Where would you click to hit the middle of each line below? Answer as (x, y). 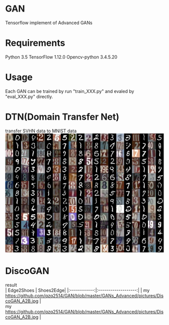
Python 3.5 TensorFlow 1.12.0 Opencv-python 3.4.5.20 (61, 57)
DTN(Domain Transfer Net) (62, 117)
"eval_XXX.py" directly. (29, 97)
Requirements (35, 43)
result (11, 285)
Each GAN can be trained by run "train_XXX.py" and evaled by (70, 91)
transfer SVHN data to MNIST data (41, 131)
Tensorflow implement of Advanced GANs (49, 23)
